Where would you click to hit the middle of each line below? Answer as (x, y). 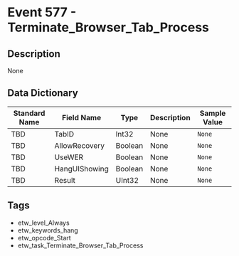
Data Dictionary (43, 93)
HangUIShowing (81, 169)
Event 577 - (42, 12)
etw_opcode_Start (44, 238)
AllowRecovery (80, 145)
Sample (213, 113)
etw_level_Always (43, 223)
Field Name (81, 117)
